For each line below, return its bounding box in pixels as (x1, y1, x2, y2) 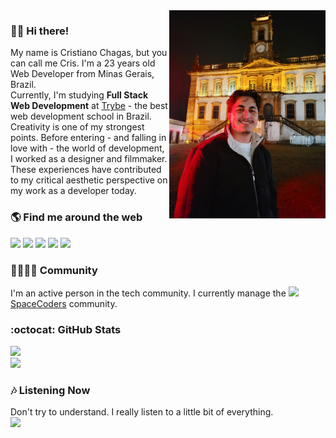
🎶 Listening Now (10, 384, 91, 398)
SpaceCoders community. (10, 297, 118, 309)
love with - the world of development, (10, 142, 165, 154)
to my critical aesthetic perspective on (10, 174, 168, 186)
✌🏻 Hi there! (10, 24, 70, 38)
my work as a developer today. (10, 185, 137, 197)
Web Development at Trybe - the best (10, 100, 168, 112)
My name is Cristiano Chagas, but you (10, 47, 168, 59)
